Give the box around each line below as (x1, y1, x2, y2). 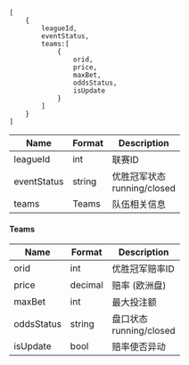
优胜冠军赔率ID (111, 263, 176, 275)
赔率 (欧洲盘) (111, 280, 167, 292)
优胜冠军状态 (111, 170, 167, 182)
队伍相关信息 (111, 199, 167, 210)
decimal (70, 279, 104, 291)
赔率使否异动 (111, 341, 167, 353)
